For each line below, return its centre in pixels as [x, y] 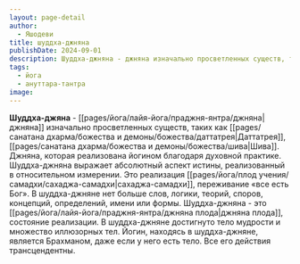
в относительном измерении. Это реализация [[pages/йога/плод [133, 174]
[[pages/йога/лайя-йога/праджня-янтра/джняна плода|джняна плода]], [146, 212]
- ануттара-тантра [52, 84]
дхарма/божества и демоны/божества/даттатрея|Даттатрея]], [166, 136]
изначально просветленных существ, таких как [137, 127]
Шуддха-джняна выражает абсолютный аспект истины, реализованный [147, 165]
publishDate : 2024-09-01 [55, 51]
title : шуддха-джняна [50, 42]
